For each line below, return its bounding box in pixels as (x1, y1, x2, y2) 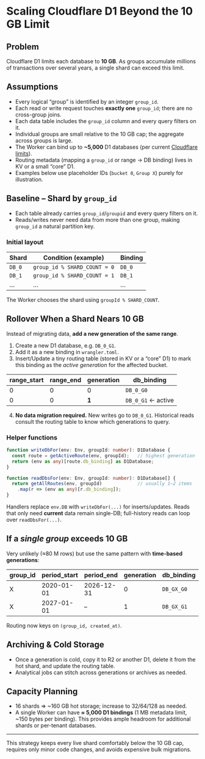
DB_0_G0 (125, 387, 148, 394)
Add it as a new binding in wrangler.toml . (15, 348, 119, 355)
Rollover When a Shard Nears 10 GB (6, 314, 145, 324)
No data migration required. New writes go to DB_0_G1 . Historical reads (15, 412, 194, 419)
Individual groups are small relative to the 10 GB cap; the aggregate (15, 130, 184, 138)
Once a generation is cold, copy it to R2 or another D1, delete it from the (15, 655, 196, 663)
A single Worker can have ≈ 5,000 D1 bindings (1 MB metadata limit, (15, 709, 187, 716)
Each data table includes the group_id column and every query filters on (15, 117, 196, 124)
